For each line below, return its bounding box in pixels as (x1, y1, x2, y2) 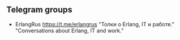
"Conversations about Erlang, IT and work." (15, 27, 124, 34)
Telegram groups (6, 5, 73, 15)
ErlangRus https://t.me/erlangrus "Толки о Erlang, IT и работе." (15, 20, 175, 27)
